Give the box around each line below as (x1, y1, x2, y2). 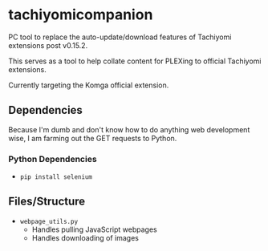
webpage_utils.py (19, 217, 79, 225)
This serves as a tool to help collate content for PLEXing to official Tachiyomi (8, 56, 262, 66)
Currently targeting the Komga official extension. (8, 80, 169, 90)
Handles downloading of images (31, 233, 139, 242)
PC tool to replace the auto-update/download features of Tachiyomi (8, 32, 232, 42)
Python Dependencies (8, 153, 98, 164)
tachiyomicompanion (8, 6, 153, 24)
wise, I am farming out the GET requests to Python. (8, 133, 177, 143)
